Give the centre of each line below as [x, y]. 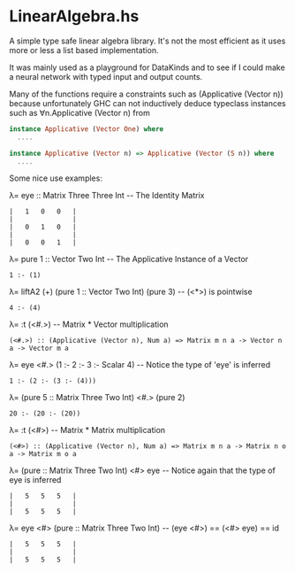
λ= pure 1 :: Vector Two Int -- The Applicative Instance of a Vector [129, 259]
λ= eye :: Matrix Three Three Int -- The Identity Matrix [107, 196]
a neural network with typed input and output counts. [106, 76]
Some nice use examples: [56, 178]
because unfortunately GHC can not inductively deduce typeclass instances [147, 103]
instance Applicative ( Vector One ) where [87, 129]
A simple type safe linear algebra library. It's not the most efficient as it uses [147, 41]
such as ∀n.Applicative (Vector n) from [79, 112]
